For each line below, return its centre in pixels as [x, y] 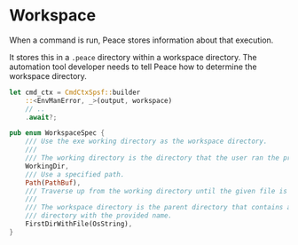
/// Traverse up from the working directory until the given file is [157, 191]
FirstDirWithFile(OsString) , [79, 224]
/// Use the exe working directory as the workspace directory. [146, 142]
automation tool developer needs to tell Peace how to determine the [133, 67]
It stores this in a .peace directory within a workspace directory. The [133, 57]
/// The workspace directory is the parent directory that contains [154, 208]
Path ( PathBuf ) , [53, 183]
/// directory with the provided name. [99, 216]
